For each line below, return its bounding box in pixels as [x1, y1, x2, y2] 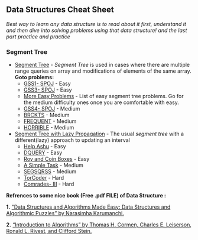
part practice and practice [6, 33, 71, 40]
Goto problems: [14, 74, 54, 81]
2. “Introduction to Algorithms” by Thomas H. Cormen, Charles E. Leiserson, [6, 221, 192, 228]
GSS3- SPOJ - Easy [23, 86, 72, 93]
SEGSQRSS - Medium [23, 168, 77, 175]
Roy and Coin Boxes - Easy [23, 155, 90, 163]
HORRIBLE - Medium [23, 124, 74, 131]
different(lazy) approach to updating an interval [14, 137, 130, 144]
